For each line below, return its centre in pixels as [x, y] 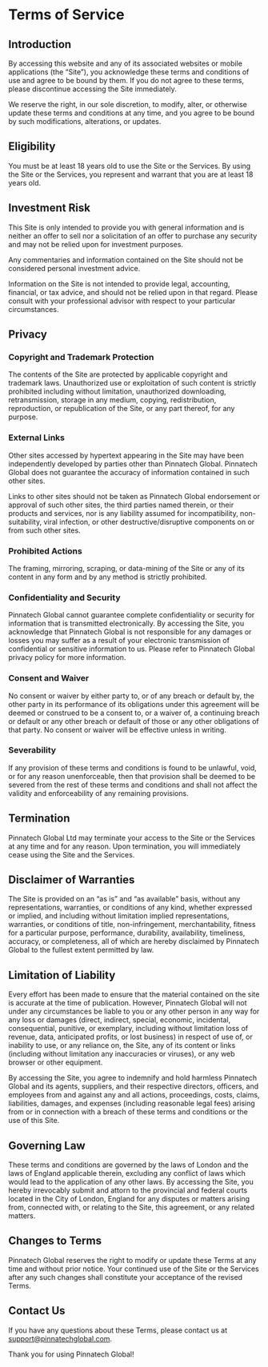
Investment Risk [49, 208]
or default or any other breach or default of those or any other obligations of [134, 721]
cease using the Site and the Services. [72, 854]
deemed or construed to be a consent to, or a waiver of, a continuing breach [134, 713]
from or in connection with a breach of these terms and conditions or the [128, 1112]
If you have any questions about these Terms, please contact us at [118, 1330]
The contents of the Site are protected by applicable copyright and [118, 374]
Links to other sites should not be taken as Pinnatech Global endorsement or [134, 496]
